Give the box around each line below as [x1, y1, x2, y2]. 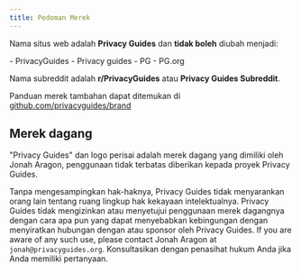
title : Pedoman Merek [9, 13, 91, 23]
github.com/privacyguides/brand [9, 100, 132, 111]
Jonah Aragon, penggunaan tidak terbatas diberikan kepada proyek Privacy [9, 159, 290, 170]
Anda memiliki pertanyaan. [9, 253, 108, 264]
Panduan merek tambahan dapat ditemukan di [9, 90, 181, 101]
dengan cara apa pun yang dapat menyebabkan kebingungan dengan [9, 215, 269, 226]
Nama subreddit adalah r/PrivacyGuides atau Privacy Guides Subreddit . [9, 73, 281, 84]
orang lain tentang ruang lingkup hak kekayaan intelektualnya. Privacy [9, 196, 269, 207]
